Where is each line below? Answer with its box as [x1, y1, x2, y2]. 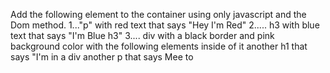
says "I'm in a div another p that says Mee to [10, 51, 194, 63]
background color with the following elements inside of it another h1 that [10, 40, 308, 52]
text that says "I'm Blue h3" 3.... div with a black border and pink [10, 30, 275, 41]
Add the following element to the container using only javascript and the [10, 9, 307, 20]
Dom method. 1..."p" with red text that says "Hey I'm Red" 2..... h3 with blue [10, 19, 320, 31]
